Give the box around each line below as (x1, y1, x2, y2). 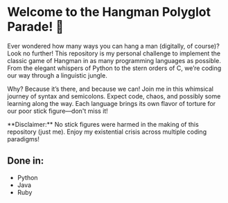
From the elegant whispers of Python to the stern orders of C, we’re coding (7, 64, 222, 72)
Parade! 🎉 (7, 19, 64, 35)
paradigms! (7, 134, 40, 143)
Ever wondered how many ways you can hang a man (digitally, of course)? (7, 42, 220, 50)
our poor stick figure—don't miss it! (7, 107, 109, 115)
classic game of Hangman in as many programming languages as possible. (7, 56, 222, 64)
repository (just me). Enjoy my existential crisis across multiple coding (7, 127, 207, 136)
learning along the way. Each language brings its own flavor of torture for (7, 99, 216, 107)
